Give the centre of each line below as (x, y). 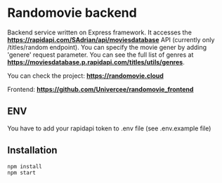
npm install (25, 166)
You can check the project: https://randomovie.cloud (85, 76)
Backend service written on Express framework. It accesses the (99, 32)
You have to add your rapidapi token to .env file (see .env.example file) (109, 128)
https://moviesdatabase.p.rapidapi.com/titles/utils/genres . (96, 62)
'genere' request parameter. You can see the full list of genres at (100, 55)
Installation (32, 150)
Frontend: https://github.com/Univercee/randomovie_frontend (100, 89)
